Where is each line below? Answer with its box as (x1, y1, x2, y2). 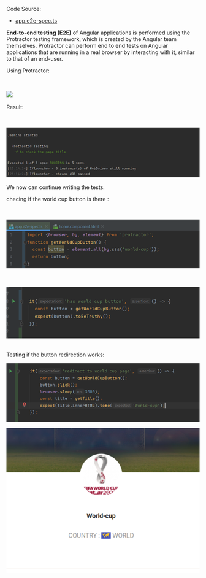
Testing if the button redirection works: (6, 351, 105, 358)
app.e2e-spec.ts (15, 17, 58, 24)
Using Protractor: (6, 67, 50, 74)
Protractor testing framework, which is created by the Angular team (6, 36, 177, 42)
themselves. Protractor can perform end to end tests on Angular (6, 42, 169, 49)
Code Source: (6, 6, 42, 12)
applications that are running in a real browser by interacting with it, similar (6, 48, 195, 56)
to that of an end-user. (6, 55, 63, 62)
